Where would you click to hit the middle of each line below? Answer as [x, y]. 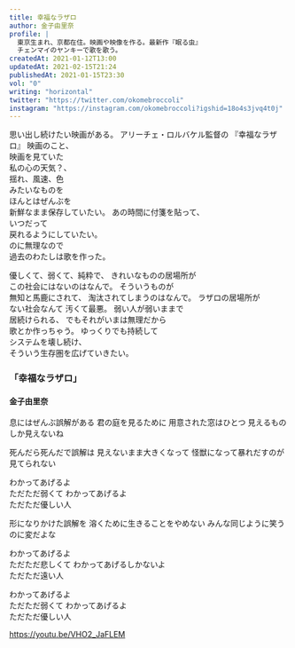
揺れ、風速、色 [37, 179]
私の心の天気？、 [40, 168]
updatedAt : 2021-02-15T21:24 [63, 67]
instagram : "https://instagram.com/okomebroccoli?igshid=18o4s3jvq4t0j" [146, 108]
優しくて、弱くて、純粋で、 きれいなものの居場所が [103, 275]
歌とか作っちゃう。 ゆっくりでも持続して [84, 331]
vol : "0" [25, 83]
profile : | [29, 34]
